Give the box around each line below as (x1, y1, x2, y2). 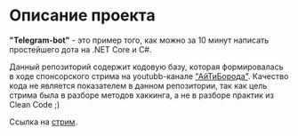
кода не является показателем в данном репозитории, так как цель (9, 80, 268, 91)
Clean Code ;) (9, 99, 60, 109)
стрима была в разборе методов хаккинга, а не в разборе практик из (9, 90, 274, 100)
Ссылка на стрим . (9, 116, 78, 127)
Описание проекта (9, 5, 156, 26)
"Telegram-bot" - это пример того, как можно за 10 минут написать (9, 35, 270, 45)
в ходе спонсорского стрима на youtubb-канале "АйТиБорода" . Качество (9, 70, 289, 81)
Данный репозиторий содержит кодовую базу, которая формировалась (9, 61, 284, 72)
